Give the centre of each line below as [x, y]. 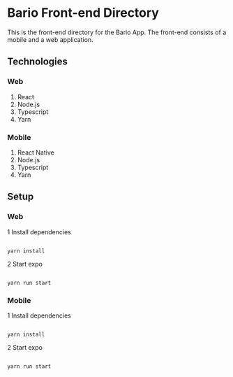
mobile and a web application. [50, 39]
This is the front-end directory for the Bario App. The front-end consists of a [117, 32]
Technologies [38, 62]
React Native [36, 152]
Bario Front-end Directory [83, 13]
